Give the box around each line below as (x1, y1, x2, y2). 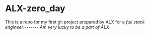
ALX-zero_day (5, 3, 66, 14)
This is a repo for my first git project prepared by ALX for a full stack (5, 19, 145, 25)
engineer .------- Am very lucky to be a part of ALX (5, 24, 109, 30)
